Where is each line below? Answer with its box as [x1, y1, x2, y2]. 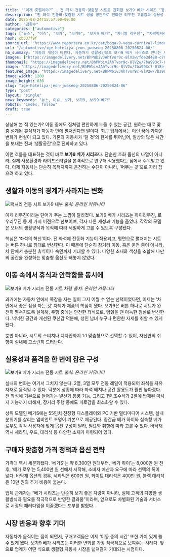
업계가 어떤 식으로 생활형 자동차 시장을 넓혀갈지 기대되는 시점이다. [14, 546, 144, 552]
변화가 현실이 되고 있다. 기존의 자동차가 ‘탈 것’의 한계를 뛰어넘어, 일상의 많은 [5, 134, 154, 140]
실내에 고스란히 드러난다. [14, 339, 64, 345]
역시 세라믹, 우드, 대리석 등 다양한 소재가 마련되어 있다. [5, 429, 113, 435]
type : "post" [5, 87, 33, 93]
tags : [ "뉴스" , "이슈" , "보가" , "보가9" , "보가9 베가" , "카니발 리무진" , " [5, 31, 149, 36]
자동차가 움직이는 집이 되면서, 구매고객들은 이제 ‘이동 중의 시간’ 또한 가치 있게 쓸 [5, 534, 163, 540]
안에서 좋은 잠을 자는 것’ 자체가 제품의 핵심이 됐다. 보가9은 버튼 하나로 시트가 [5, 302, 156, 308]
